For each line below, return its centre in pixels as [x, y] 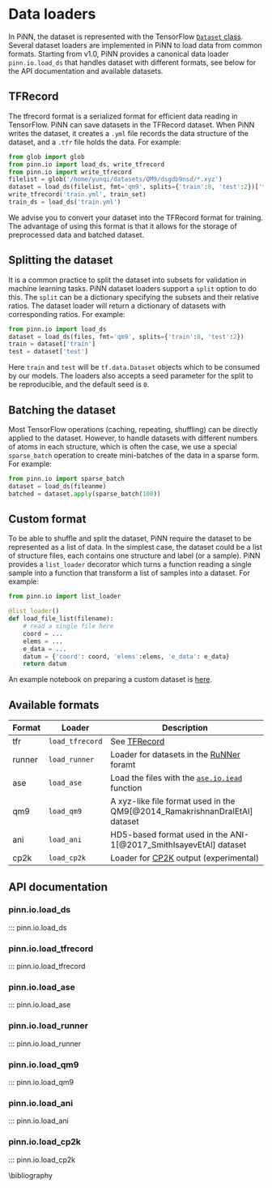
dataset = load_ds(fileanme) [57, 486]
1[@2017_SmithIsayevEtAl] [163, 845]
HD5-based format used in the [169, 834]
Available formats [54, 705]
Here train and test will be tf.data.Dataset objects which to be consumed [134, 367]
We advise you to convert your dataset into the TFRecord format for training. [136, 217]
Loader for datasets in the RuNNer [175, 755]
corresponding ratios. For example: [67, 314]
